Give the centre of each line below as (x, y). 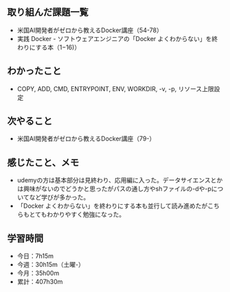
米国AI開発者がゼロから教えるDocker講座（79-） (86, 138)
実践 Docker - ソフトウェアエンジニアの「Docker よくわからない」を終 (117, 38)
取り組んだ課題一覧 (48, 12)
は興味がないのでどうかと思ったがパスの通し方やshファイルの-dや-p (114, 189)
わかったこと (34, 71)
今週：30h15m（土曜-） (50, 265)
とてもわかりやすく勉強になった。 (77, 215)
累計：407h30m (40, 282)
